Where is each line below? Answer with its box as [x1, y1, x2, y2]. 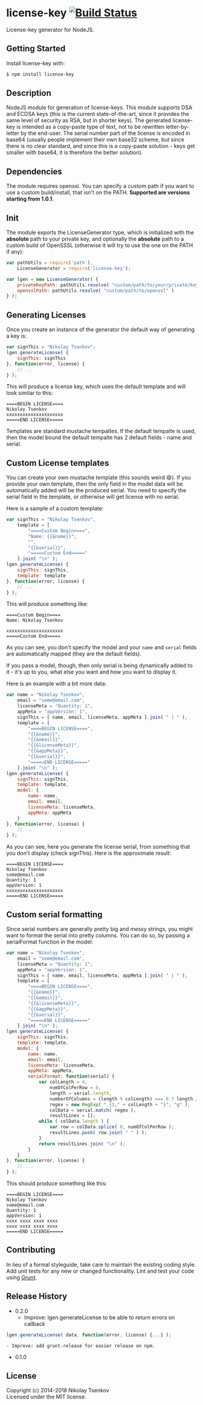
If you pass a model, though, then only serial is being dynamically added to [6, 662, 193, 669]
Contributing [6, 1245, 56, 1255]
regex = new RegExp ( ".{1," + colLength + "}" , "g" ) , [49, 1101, 190, 1108]
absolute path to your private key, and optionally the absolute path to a [6, 236, 184, 243]
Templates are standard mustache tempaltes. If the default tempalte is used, [6, 428, 196, 435]
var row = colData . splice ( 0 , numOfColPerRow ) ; [49, 1124, 174, 1130]
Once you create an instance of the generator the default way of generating [6, 326, 195, 333]
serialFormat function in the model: [6, 938, 94, 945]
